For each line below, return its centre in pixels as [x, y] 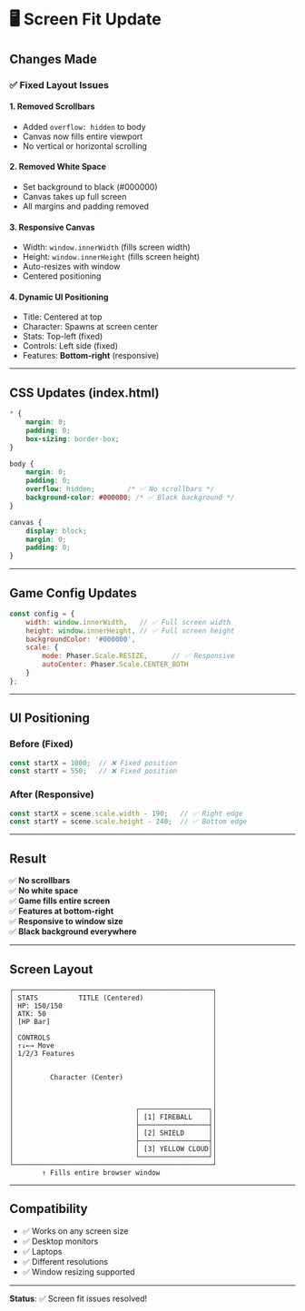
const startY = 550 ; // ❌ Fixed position [93, 771]
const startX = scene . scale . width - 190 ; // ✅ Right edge [126, 813]
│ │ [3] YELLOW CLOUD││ [113, 1148]
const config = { [42, 614]
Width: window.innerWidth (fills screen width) [106, 247]
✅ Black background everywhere [73, 931]
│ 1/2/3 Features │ [113, 1053]
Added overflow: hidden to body [84, 126]
